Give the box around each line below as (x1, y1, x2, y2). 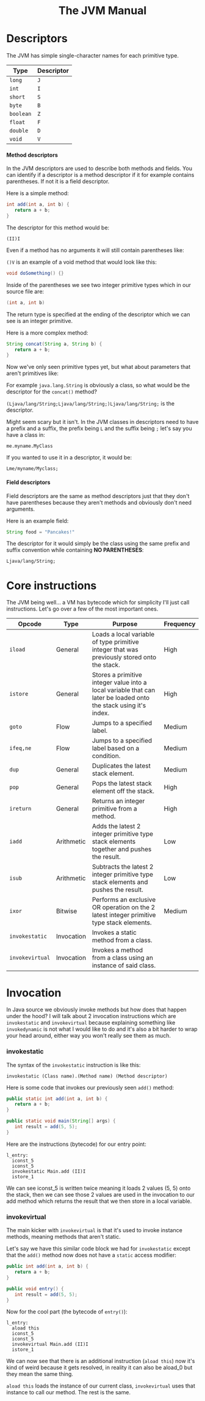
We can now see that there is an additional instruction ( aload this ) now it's (6, 1358, 195, 1365)
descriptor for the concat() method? (6, 388, 98, 395)
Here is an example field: (6, 517, 69, 524)
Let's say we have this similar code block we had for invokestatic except (6, 1245, 191, 1252)
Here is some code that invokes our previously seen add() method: (6, 1083, 174, 1091)
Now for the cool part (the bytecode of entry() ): (6, 1308, 128, 1315)
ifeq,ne (9, 745, 32, 752)
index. (92, 709, 110, 718)
